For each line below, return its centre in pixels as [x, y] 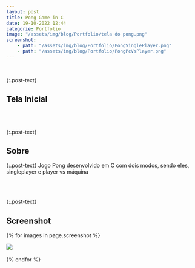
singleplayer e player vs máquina [48, 172]
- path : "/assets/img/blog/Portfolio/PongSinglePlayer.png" [94, 46]
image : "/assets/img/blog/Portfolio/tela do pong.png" [77, 34]
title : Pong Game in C [35, 18]
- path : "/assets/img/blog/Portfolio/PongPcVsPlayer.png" [92, 51]
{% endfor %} [24, 260]
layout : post [23, 12]
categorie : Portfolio [34, 29]
